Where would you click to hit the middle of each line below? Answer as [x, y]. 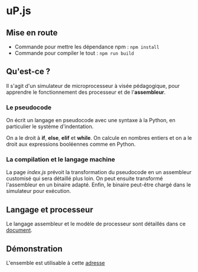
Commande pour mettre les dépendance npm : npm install [87, 47]
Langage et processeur [50, 210]
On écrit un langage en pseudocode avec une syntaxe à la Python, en [91, 120]
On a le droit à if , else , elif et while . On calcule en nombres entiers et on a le [99, 138]
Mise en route [32, 33]
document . [19, 230]
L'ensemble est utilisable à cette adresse [56, 263]
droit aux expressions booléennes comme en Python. [71, 144]
